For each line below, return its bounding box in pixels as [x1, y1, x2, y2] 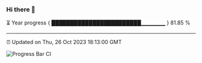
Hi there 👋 [6, 5, 36, 14]
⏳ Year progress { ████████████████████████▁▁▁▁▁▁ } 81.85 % [6, 19, 191, 26]
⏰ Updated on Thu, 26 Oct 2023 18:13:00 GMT [6, 39, 122, 46]
